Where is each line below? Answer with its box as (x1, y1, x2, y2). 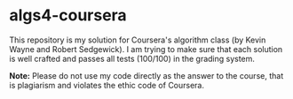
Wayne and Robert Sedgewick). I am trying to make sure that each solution (9, 43, 283, 54)
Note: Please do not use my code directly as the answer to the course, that (9, 70, 284, 80)
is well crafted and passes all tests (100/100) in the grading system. (9, 53, 256, 64)
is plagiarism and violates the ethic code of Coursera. (9, 80, 205, 90)
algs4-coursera (9, 5, 127, 26)
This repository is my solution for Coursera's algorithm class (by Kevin (9, 34, 266, 45)
